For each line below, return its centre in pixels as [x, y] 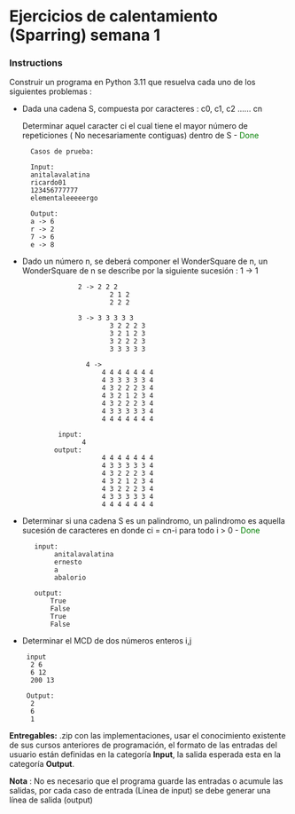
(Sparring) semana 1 [85, 35]
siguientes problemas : [51, 91]
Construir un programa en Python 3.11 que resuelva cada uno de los [132, 83]
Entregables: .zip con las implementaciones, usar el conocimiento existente [147, 736]
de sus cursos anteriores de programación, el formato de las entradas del [143, 745]
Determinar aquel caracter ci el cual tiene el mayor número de [135, 126]
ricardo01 [48, 183]
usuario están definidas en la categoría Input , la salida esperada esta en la [145, 755]
